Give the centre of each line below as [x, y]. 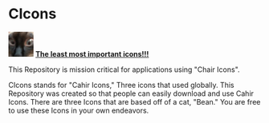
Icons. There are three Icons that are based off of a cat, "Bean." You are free [134, 101]
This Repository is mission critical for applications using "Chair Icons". [124, 69]
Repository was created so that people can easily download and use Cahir [131, 93]
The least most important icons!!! [92, 54]
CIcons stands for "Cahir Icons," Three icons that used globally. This [121, 85]
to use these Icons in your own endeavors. [79, 110]
